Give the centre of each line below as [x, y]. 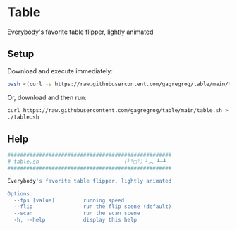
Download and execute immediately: [60, 71]
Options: [20, 194]
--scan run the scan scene [77, 213]
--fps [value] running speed [69, 200]
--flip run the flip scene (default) [93, 207]
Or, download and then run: [47, 97]
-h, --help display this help [75, 220]
